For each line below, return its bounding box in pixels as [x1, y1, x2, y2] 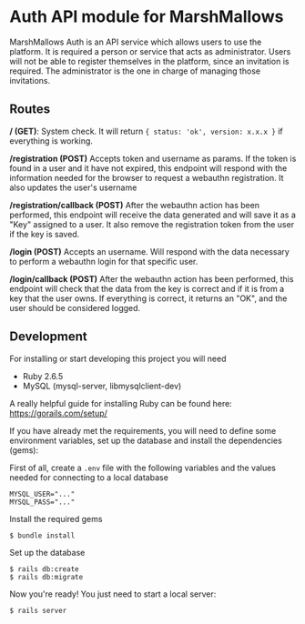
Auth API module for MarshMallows [9, 6, 284, 27]
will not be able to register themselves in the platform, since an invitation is [9, 55, 290, 66]
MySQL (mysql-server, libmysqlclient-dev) [22, 380, 182, 391]
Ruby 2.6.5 [22, 370, 64, 381]
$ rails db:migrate [9, 572, 84, 581]
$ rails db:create [9, 564, 79, 574]
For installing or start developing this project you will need [9, 353, 227, 364]
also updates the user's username [9, 182, 137, 193]
